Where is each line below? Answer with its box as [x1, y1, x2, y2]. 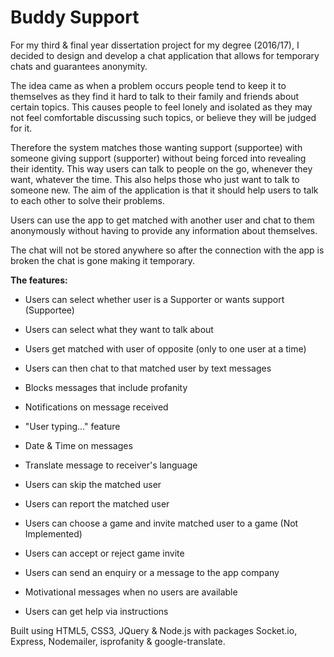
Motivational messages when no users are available [24, 586, 238, 598]
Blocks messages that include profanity [24, 381, 188, 393]
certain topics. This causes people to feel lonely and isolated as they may [10, 101, 313, 113]
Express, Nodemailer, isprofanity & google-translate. [10, 635, 226, 647]
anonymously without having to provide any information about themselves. [10, 224, 318, 236]
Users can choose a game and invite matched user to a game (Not [24, 517, 299, 529]
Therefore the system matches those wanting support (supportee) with [10, 141, 303, 153]
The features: [10, 274, 68, 286]
